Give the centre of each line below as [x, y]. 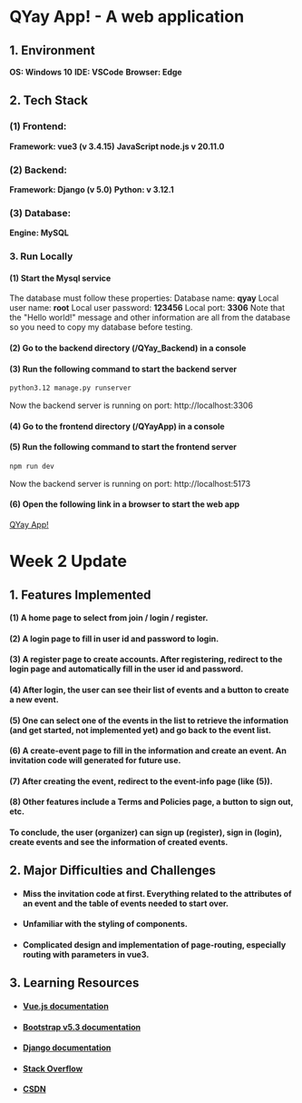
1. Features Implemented [80, 595]
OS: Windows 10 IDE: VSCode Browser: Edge [96, 72]
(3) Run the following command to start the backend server [123, 369]
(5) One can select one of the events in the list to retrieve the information [149, 720]
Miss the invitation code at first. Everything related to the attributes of [157, 893]
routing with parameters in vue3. [86, 955]
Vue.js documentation [65, 1007]
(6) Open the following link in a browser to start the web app [125, 504]
